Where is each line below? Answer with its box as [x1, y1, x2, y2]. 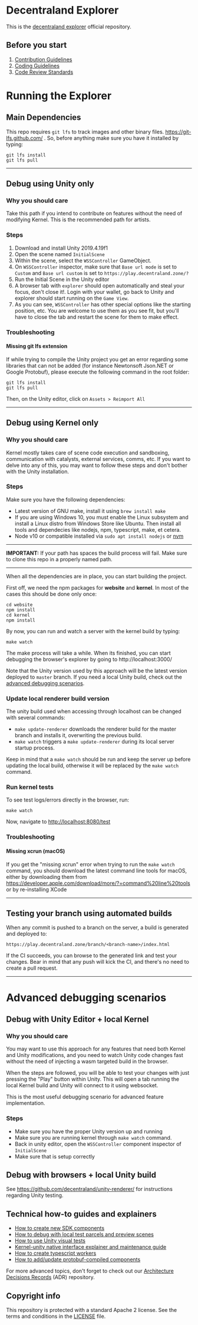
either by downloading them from [6, 873, 87, 880]
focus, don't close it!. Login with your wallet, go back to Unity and [14, 288, 174, 295]
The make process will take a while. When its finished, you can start [6, 649, 171, 656]
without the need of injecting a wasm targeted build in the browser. [6, 1058, 169, 1065]
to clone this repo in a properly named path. [6, 555, 113, 562]
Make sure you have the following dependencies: [6, 496, 126, 503]
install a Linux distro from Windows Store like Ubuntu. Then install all [14, 520, 181, 527]
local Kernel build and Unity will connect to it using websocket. [6, 1082, 159, 1089]
